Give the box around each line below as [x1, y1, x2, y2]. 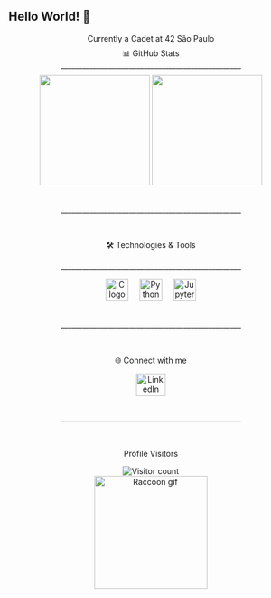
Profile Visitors [124, 448, 178, 459]
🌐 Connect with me [115, 355, 187, 365]
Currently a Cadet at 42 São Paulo [87, 33, 215, 43]
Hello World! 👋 [8, 9, 91, 24]
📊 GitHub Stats [122, 47, 180, 59]
